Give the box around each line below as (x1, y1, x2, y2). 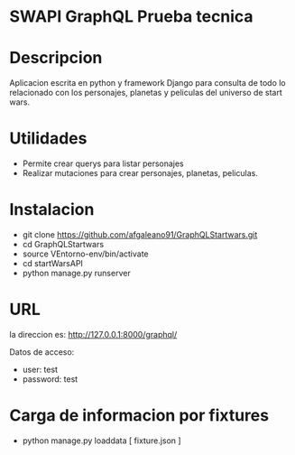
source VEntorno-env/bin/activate (22, 248, 149, 259)
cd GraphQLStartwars (22, 239, 105, 249)
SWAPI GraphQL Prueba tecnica (9, 6, 254, 27)
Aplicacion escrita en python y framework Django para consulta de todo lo (9, 78, 286, 88)
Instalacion (9, 200, 95, 220)
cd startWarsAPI (22, 258, 84, 268)
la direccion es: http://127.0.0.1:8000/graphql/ (9, 329, 178, 339)
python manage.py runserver (22, 268, 131, 278)
